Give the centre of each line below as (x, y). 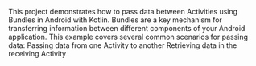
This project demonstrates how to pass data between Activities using (123, 12)
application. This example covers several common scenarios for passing (128, 37)
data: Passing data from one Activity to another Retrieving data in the (123, 45)
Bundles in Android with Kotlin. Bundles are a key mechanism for (116, 20)
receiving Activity (37, 54)
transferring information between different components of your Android (127, 28)
